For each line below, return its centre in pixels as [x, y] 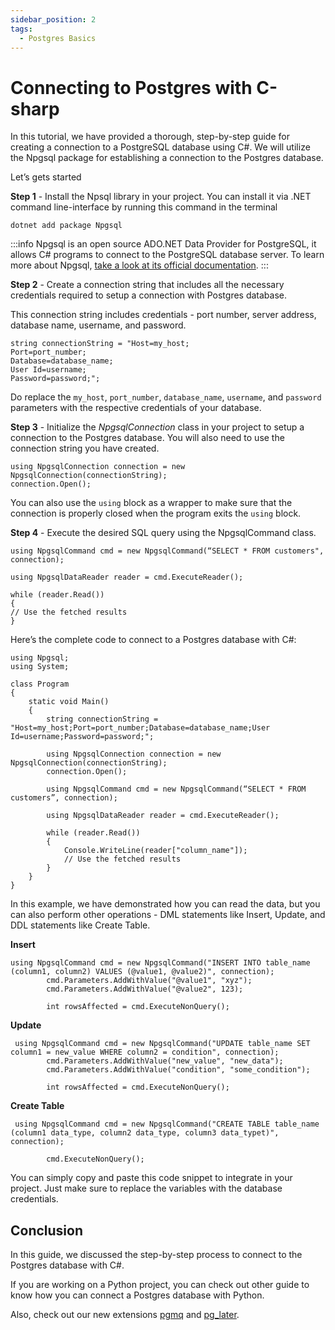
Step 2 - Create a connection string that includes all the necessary [147, 285]
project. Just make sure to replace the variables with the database [146, 1188]
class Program [40, 684]
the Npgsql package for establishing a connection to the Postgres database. [167, 158]
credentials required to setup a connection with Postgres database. [149, 295]
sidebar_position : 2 [53, 19]
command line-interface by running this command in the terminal [144, 207]
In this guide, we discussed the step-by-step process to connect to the [156, 1255]
